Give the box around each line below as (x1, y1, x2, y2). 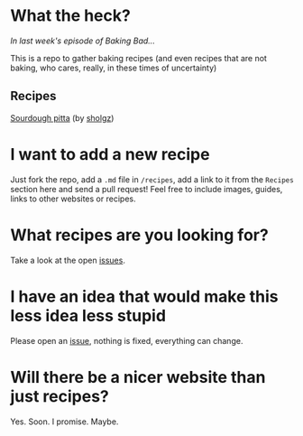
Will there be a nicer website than (10, 366, 266, 387)
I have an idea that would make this (10, 286, 279, 307)
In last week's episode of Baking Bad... (10, 35, 156, 46)
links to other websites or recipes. (10, 193, 136, 204)
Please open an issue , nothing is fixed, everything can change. (10, 335, 243, 346)
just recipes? (10, 385, 109, 406)
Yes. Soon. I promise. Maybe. (10, 416, 119, 427)
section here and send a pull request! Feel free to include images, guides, (10, 183, 283, 194)
